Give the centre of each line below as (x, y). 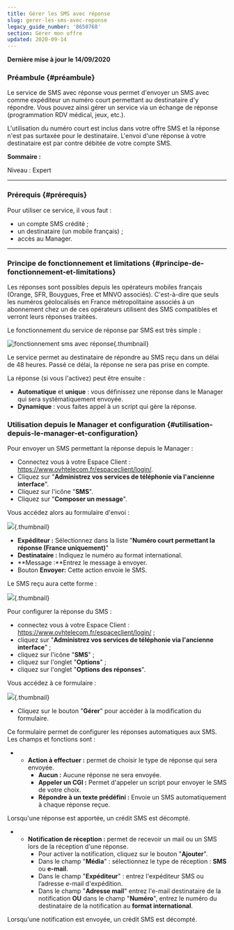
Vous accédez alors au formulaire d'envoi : (69, 513)
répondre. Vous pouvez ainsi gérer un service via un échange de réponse (112, 107)
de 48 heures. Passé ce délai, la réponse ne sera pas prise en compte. (108, 365)
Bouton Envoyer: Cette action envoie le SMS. (82, 570)
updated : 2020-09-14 (37, 40)
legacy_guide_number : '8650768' (54, 27)
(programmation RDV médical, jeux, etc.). (66, 115)
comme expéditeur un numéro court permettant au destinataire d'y (103, 100)
